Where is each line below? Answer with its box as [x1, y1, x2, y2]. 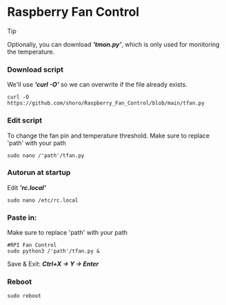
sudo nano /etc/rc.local [7, 197, 79, 204]
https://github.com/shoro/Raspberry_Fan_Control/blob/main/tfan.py [7, 100, 205, 107]
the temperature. [7, 48, 55, 56]
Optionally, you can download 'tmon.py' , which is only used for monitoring [7, 40, 220, 48]
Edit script [7, 116, 43, 125]
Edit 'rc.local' [7, 183, 46, 191]
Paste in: [7, 213, 37, 222]
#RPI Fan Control [7, 242, 57, 249]
